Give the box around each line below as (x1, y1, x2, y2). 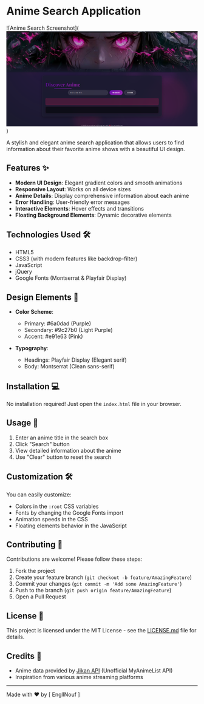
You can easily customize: (6, 490, 72, 498)
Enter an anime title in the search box (15, 434, 108, 441)
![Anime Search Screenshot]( (6, 24, 79, 32)
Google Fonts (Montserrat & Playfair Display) (15, 274, 127, 282)
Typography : (15, 345, 49, 352)
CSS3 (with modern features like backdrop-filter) (15, 255, 138, 262)
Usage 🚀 (6, 418, 38, 428)
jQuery (15, 268, 32, 276)
